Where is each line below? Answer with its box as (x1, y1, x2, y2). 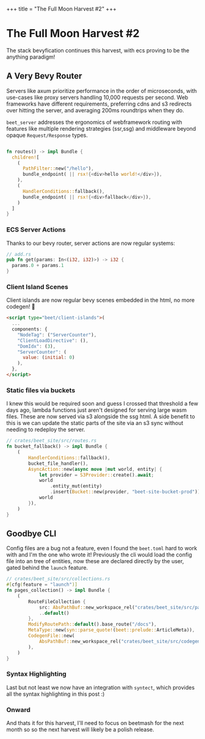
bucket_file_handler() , (28, 461, 88, 467)
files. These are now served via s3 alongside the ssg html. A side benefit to (6, 413, 195, 420)
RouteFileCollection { (28, 599, 86, 605)
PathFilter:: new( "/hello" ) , (22, 166, 95, 172)
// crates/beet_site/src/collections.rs (6, 576, 111, 582)
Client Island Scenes (6, 282, 68, 291)
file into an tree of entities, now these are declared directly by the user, (6, 558, 184, 565)
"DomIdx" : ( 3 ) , (17, 343, 56, 349)
